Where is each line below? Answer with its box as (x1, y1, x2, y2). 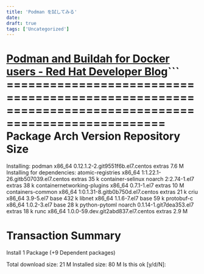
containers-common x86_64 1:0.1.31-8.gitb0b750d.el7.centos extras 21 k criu (6, 188, 199, 196)
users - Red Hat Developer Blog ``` (6, 65, 180, 79)
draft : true (6, 20, 37, 26)
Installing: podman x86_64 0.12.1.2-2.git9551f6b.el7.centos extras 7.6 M (6, 162, 185, 170)
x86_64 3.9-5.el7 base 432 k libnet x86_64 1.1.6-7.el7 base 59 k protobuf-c (6, 195, 194, 202)
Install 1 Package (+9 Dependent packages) (6, 249, 116, 256)
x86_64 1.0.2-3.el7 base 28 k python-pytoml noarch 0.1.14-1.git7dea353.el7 (6, 201, 194, 208)
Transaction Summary (6, 229, 122, 243)
